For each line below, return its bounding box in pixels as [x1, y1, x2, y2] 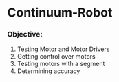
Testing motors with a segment [17, 60, 105, 68]
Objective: [7, 30, 43, 39]
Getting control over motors [17, 52, 96, 61]
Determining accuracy [17, 67, 80, 75]
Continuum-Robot [7, 5, 113, 21]
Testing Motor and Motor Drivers [17, 45, 110, 53]
